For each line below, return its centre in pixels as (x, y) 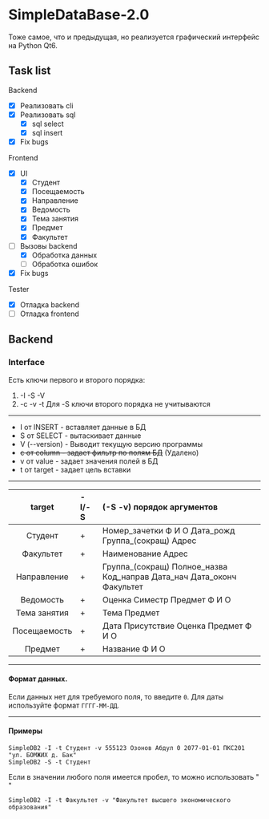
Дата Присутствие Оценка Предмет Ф (177, 626)
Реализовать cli (46, 105)
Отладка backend (50, 304)
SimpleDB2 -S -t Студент (50, 762)
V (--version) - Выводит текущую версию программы (111, 444)
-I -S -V (32, 395)
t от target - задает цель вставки (75, 469)
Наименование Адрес (145, 553)
